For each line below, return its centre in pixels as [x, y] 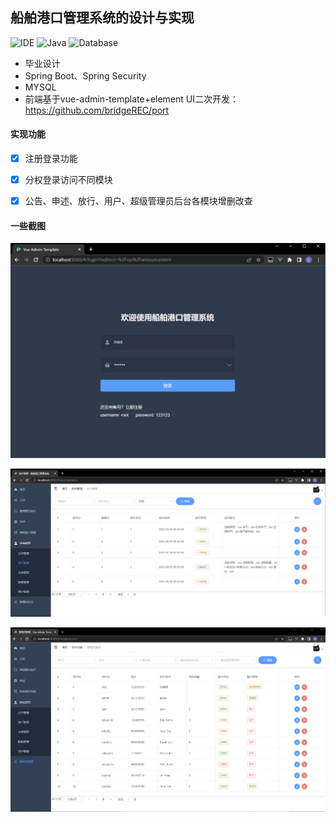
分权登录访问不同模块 [68, 180]
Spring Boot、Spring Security [85, 75]
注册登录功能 [51, 159]
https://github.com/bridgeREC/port [97, 110]
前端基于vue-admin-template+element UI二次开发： [132, 99]
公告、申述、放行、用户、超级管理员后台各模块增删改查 [138, 201]
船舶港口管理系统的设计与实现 [102, 18]
